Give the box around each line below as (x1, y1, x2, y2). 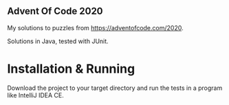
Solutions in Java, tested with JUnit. (7, 37, 109, 45)
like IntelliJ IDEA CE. (7, 91, 64, 99)
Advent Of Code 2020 (7, 5, 103, 17)
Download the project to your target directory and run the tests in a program (7, 84, 223, 92)
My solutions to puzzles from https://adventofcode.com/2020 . (7, 23, 184, 32)
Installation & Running (7, 61, 135, 76)
